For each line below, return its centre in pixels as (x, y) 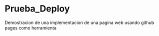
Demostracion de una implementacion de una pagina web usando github (79, 22)
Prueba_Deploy (37, 9)
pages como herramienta (31, 27)
